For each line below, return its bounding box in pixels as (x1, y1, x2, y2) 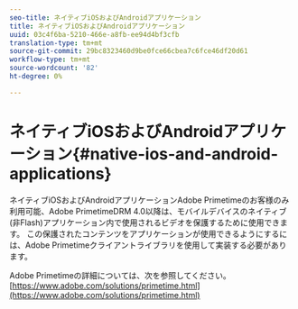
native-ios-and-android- (89, 143, 278, 164)
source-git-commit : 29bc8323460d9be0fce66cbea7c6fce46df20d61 (9, 47, 248, 56)
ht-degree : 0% (9, 72, 63, 81)
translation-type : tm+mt (9, 38, 103, 48)
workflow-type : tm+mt (9, 55, 91, 64)
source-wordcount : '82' (9, 64, 99, 73)
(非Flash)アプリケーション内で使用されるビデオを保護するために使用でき (9, 217, 281, 228)
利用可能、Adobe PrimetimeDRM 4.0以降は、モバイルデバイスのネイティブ (9, 205, 287, 216)
